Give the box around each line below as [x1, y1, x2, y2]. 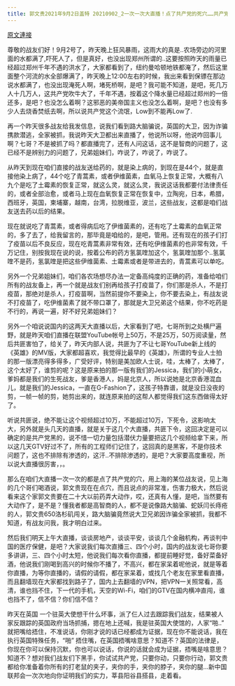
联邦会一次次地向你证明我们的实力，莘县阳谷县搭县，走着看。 [7, 671, 185, 680]
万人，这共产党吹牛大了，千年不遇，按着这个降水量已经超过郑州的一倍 [25, 89, 228, 98]
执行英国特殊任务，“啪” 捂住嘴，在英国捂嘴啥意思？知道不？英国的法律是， [7, 636, 223, 645]
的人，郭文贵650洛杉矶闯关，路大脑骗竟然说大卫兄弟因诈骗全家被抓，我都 [7, 510, 221, 518]
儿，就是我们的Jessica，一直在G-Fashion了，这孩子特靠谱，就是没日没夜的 [7, 383, 225, 392]
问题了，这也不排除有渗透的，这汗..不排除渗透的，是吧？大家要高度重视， [7, 451, 220, 459]
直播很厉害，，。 [25, 459, 69, 468]
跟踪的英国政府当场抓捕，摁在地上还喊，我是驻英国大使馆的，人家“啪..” [19, 619, 225, 627]
